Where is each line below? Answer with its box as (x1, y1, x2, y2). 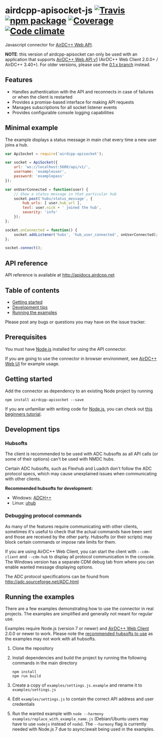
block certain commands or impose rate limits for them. (5, 539, 116, 545)
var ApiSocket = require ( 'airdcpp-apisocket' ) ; (5, 151, 104, 156)
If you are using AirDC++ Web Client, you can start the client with (5, 548, 137, 554)
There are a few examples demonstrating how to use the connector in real (5, 606, 154, 611)
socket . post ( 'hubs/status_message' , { (14, 196, 93, 201)
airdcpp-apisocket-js (5, 5, 93, 16)
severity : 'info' (22, 210, 58, 215)
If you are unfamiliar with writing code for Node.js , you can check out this (5, 406, 153, 412)
